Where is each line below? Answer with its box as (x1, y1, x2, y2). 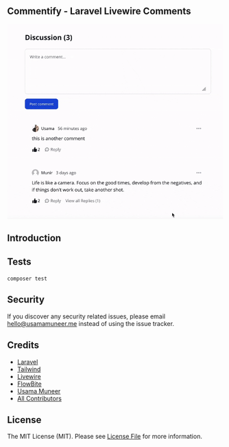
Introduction (7, 232, 62, 244)
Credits (7, 340, 40, 351)
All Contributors (16, 394, 62, 402)
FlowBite (16, 380, 43, 388)
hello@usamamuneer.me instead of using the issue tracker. (7, 319, 175, 327)
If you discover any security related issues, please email (7, 312, 166, 320)
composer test (7, 275, 48, 282)
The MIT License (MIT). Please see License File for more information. (7, 433, 202, 441)
